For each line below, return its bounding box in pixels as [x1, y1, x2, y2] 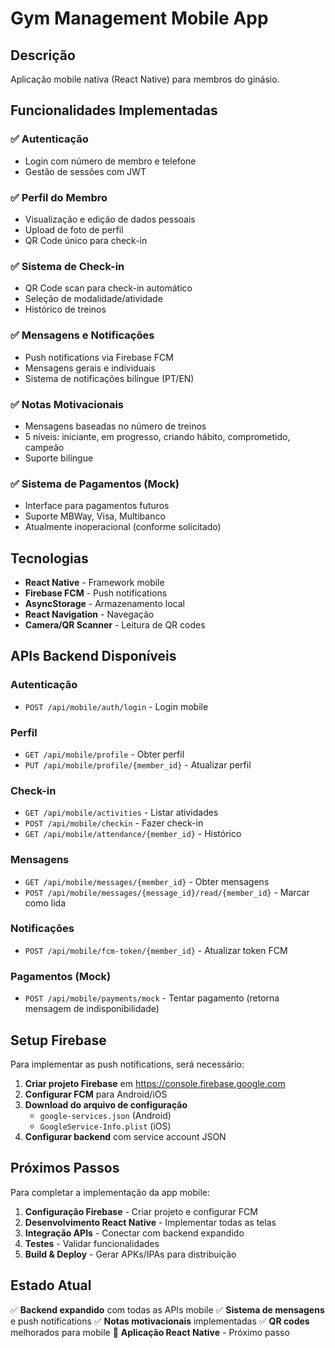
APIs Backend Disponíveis [10, 648, 177, 665]
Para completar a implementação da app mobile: [10, 1186, 211, 1198]
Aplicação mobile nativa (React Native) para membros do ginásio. [10, 73, 280, 85]
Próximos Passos [10, 1160, 120, 1177]
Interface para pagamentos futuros [24, 500, 170, 512]
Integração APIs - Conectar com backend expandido [24, 1227, 245, 1239]
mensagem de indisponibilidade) [24, 1003, 160, 1015]
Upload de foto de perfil [24, 223, 124, 236]
